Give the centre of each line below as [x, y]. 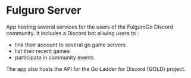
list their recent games [42, 51]
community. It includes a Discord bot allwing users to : [73, 33]
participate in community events [54, 57]
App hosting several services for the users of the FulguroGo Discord [90, 27]
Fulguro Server [44, 10]
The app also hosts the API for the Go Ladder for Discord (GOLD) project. [96, 68]
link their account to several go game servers [70, 45]
